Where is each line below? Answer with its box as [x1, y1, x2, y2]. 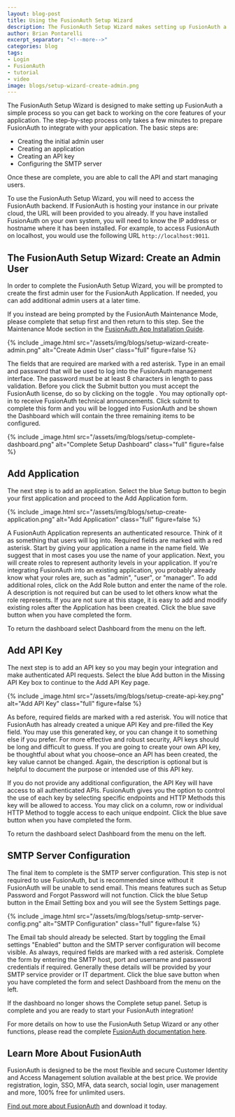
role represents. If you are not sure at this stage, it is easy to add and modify [7, 596, 227, 604]
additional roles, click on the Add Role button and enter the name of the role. [7, 580, 227, 589]
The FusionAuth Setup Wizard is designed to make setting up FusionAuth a [7, 101, 223, 109]
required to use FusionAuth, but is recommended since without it [7, 876, 194, 884]
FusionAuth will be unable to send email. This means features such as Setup [7, 883, 227, 892]
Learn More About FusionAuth [7, 1047, 142, 1059]
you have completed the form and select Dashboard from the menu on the [7, 977, 222, 986]
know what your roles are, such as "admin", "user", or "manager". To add [7, 573, 218, 582]
